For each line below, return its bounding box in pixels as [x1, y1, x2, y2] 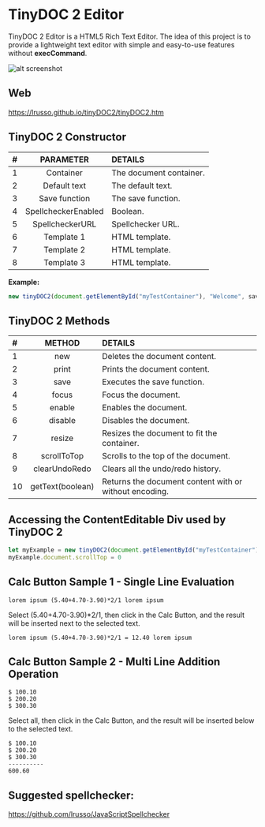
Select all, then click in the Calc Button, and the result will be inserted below [8, 716, 255, 725]
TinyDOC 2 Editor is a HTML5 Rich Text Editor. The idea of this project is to [8, 32, 251, 41]
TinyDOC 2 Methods [8, 314, 110, 327]
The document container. [111, 167, 205, 178]
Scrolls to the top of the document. [102, 451, 230, 462]
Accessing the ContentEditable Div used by [8, 513, 226, 526]
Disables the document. [102, 415, 190, 426]
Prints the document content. [102, 364, 210, 375]
